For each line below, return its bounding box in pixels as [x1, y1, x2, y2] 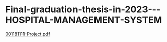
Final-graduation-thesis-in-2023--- [5, 4, 161, 15]
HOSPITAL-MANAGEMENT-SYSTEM [5, 14, 162, 26]
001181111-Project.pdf [5, 31, 50, 37]
